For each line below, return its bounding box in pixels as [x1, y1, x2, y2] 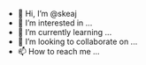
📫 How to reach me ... [17, 47, 100, 56]
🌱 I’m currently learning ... [17, 27, 112, 37]
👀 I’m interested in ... [17, 18, 93, 28]
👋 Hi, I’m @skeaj [17, 9, 77, 18]
